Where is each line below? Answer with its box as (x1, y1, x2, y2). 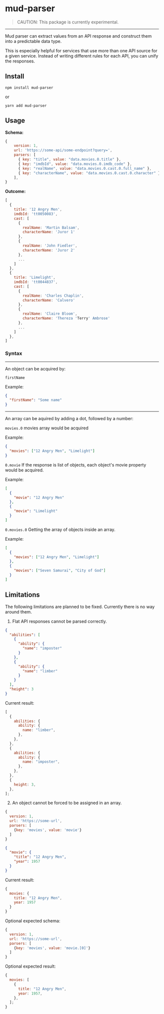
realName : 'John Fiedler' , (22, 243, 78, 248)
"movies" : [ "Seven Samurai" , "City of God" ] (14, 568, 106, 573)
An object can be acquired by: (5, 365, 66, 371)
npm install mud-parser (5, 85, 54, 90)
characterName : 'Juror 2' (22, 247, 76, 253)
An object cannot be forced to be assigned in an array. (12, 800, 122, 806)
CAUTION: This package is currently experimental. (17, 19, 119, 25)
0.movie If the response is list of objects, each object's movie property (5, 462, 146, 467)
